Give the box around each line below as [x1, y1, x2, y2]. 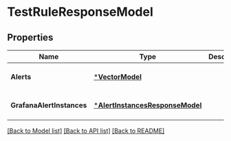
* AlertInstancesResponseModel [93, 100, 202, 110]
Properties [7, 32, 54, 43]
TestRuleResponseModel [7, 4, 153, 20]
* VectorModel [93, 72, 142, 81]
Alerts [10, 72, 32, 81]
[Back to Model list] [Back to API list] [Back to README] [7, 127, 165, 135]
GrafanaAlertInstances [10, 100, 87, 110]
